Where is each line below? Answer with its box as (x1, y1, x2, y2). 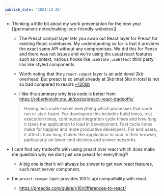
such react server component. (19, 166, 81, 172)
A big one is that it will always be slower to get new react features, (19, 161, 153, 167)
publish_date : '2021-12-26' (4, 7, 62, 12)
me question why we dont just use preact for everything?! (11, 151, 129, 157)
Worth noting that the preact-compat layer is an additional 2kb (19, 71, 143, 76)
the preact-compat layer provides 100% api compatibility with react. (11, 175, 148, 181)
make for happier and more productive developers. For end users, (24, 126, 158, 132)
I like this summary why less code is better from (19, 91, 116, 97)
